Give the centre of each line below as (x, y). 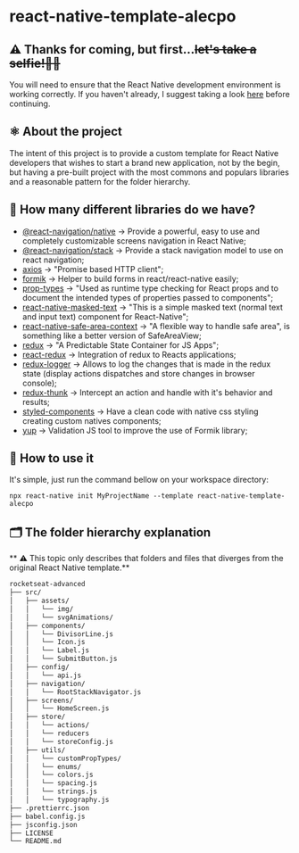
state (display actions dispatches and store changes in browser (139, 373)
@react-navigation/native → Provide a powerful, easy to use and (141, 231)
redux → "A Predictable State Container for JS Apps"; (120, 344)
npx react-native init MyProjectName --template (101, 496)
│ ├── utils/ (37, 750)
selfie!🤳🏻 (35, 63)
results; (36, 402)
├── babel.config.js (48, 816)
